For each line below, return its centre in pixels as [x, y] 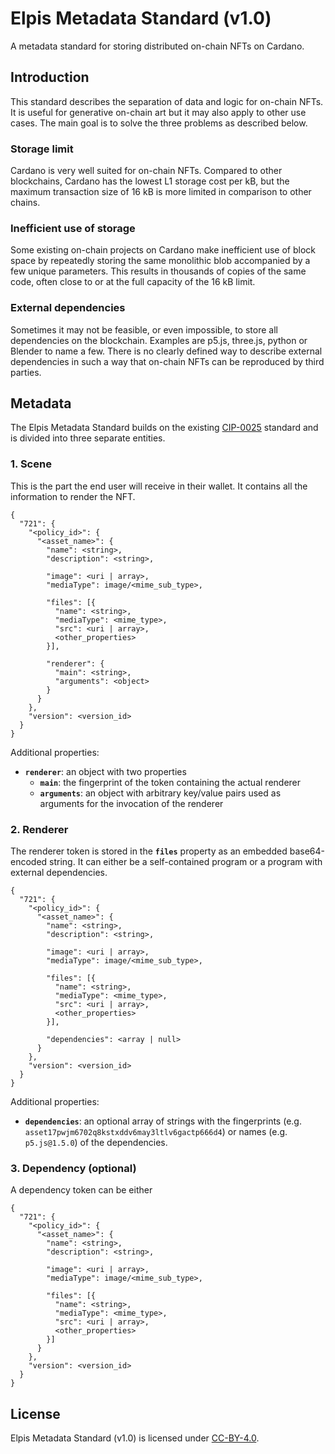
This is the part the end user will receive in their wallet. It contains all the [159, 486]
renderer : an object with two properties [105, 771]
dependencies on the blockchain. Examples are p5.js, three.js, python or [159, 340]
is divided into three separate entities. [88, 438]
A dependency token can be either [81, 1190]
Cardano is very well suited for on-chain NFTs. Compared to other [146, 171]
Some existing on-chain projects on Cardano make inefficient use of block [163, 250]
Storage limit [42, 149]
